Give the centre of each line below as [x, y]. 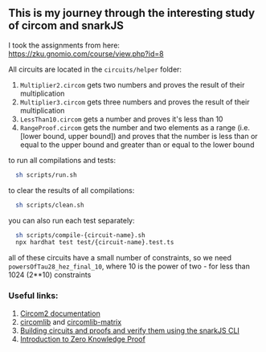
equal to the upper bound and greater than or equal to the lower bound [137, 145]
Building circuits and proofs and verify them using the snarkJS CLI [129, 330]
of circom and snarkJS [66, 26]
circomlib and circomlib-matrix [71, 321]
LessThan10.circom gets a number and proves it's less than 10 [121, 119]
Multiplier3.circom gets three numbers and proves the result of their [135, 102]
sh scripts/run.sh [47, 175]
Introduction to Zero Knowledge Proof [83, 339]
